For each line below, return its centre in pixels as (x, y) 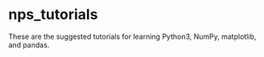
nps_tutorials (53, 15)
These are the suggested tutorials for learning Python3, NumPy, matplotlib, (132, 36)
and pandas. (29, 44)
